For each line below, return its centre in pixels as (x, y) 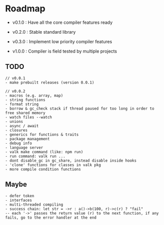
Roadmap (25, 9)
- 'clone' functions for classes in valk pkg (53, 165)
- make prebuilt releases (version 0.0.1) (50, 82)
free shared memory (25, 113)
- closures (16, 130)
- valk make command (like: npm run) (44, 152)
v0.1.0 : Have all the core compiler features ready (62, 22)
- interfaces (19, 200)
